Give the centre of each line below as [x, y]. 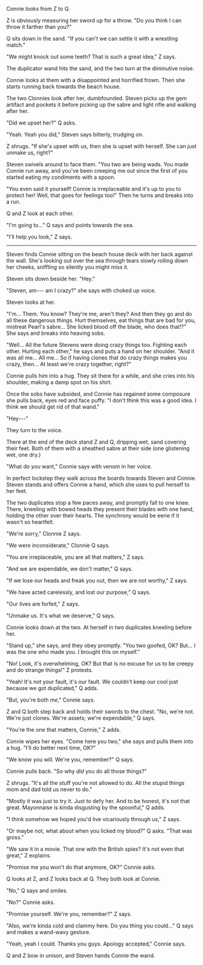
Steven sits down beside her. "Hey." [51, 279]
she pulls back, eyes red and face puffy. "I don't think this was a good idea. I [101, 400]
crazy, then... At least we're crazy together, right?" [69, 364]
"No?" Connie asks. [31, 902]
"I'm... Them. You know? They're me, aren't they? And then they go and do [99, 314]
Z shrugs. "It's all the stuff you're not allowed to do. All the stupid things [95, 783]
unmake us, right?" [30, 153]
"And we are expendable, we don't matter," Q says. [69, 569]
